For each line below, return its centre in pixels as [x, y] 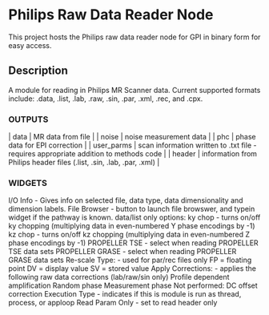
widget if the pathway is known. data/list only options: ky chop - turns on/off [134, 217]
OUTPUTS [28, 119]
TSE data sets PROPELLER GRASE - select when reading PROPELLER [122, 252]
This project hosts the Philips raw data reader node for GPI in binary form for [134, 37]
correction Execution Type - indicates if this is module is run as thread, [125, 294]
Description [38, 71]
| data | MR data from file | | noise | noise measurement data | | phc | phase [132, 137]
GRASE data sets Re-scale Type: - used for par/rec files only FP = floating [130, 260]
